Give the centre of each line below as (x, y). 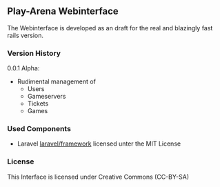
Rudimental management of (57, 81)
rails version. (25, 35)
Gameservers (47, 97)
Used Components (39, 129)
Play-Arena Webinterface (63, 11)
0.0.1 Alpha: (23, 68)
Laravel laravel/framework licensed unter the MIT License (99, 144)
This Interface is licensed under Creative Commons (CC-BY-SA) (98, 177)
